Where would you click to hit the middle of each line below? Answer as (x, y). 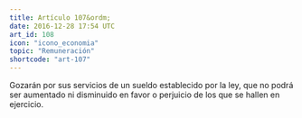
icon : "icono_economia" (54, 43)
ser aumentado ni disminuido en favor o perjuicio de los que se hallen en (145, 95)
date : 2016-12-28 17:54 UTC (62, 26)
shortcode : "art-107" (50, 59)
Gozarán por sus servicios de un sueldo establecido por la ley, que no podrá (151, 85)
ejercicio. (26, 104)
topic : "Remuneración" (52, 51)
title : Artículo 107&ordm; (60, 18)
